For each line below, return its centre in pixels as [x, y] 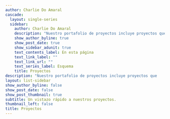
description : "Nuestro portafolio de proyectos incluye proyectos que [81, 76]
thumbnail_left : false [29, 104]
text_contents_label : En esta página [54, 52]
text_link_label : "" [36, 57]
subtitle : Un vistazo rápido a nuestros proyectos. [61, 99]
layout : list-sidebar [28, 81]
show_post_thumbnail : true [34, 95]
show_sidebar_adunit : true [43, 48]
